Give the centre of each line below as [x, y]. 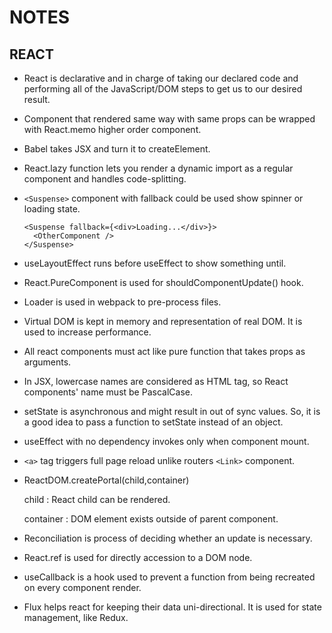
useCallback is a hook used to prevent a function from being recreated [169, 577]
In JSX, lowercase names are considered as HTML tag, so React [156, 381]
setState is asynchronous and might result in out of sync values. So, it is [172, 411]
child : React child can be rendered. [97, 499]
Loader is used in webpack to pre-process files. [122, 302]
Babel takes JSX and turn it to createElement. [117, 149]
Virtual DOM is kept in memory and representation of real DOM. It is [163, 321]
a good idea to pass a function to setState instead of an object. [153, 422]
